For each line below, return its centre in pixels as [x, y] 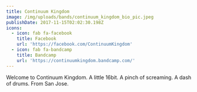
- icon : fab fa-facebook [42, 33]
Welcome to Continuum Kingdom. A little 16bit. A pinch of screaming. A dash [99, 77]
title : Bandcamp [37, 55]
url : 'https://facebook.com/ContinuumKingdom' [75, 45]
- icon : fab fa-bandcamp [42, 50]
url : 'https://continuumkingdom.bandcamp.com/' [76, 60]
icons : [14, 28]
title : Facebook [37, 39]
